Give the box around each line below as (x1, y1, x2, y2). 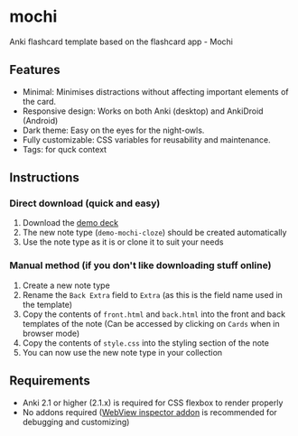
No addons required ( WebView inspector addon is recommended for (22, 406, 277, 417)
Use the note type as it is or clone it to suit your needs (22, 237, 224, 247)
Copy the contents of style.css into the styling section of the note (22, 337, 269, 348)
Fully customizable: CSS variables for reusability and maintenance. (22, 134, 271, 145)
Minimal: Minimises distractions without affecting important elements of (22, 86, 289, 97)
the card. (22, 96, 57, 107)
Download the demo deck (22, 218, 119, 228)
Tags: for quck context (22, 144, 107, 154)
